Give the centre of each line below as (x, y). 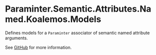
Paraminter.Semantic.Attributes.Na (78, 9)
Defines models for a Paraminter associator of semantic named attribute (78, 33)
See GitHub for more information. (39, 47)
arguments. (17, 38)
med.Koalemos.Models (53, 19)
